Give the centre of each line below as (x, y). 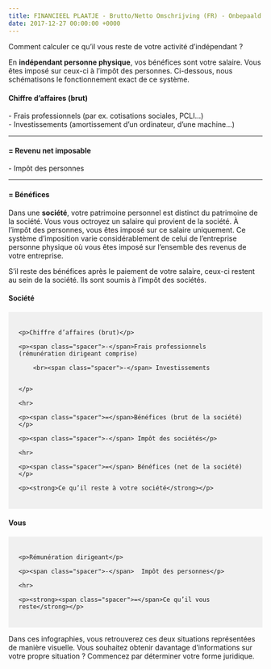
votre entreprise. (36, 255)
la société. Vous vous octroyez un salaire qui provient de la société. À (124, 221)
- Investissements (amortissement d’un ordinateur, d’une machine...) (122, 124)
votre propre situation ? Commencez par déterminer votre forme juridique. (131, 656)
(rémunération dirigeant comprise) (79, 353)
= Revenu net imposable (50, 150)
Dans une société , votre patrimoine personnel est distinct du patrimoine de (133, 212)
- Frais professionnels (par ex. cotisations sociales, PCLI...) (106, 116)
